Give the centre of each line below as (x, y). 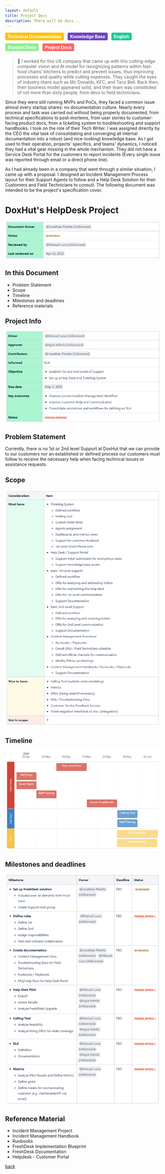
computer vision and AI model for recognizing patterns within (79, 66)
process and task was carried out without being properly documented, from (82, 113)
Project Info (23, 321)
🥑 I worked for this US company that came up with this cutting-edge (86, 61)
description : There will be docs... (43, 21)
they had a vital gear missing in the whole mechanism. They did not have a (81, 149)
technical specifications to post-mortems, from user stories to (68, 118)
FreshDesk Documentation (39, 1152)
